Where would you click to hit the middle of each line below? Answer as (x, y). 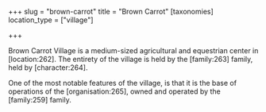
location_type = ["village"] (51, 20)
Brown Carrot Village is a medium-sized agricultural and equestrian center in (133, 50)
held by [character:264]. (48, 68)
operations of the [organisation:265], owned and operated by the (114, 91)
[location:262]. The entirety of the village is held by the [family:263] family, (131, 59)
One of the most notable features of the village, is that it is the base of (122, 83)
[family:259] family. (40, 100)
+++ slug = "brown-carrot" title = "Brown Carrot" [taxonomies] (111, 12)
